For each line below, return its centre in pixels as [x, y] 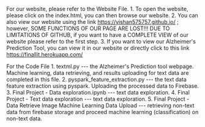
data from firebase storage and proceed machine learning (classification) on [102, 112]
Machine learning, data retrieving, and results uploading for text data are [98, 73]
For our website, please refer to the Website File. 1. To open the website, [97, 9]
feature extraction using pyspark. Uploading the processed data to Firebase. [102, 86]
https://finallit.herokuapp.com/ [45, 54]
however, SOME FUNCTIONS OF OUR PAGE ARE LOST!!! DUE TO [88, 28]
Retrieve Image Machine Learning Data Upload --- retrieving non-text [107, 106]
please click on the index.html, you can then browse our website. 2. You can [102, 15]
